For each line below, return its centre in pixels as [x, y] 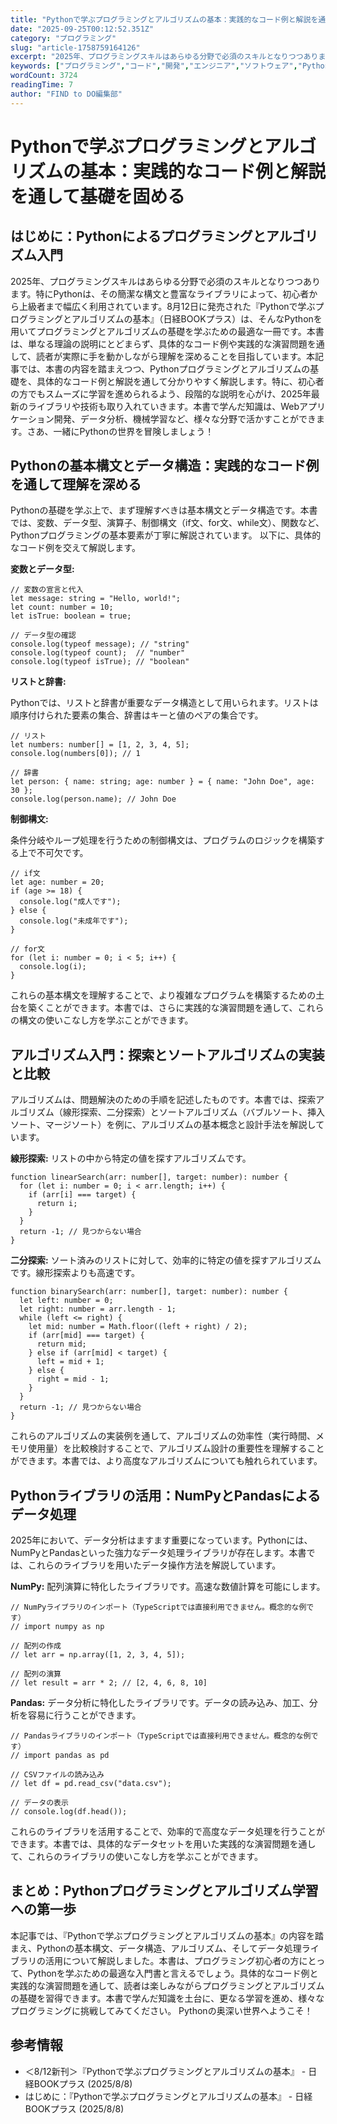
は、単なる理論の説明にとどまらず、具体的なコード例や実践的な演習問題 [159, 343]
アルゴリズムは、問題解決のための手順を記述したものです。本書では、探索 [163, 1100]
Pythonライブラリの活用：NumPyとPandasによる [166, 1495]
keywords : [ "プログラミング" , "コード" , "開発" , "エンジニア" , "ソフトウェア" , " [156, 66]
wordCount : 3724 [44, 76]
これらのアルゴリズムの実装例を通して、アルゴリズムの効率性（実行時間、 [163, 1436]
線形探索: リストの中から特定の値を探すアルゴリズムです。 [131, 1158]
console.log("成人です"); [70, 902]
